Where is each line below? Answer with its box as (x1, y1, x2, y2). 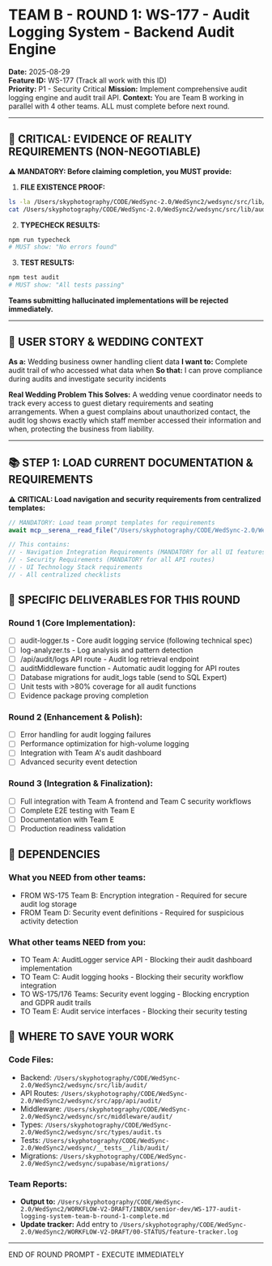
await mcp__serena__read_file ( (8, 526, 114, 534)
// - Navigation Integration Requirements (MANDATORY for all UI (8, 548, 233, 556)
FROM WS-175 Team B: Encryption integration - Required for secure (19, 890, 248, 900)
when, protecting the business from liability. (8, 423, 155, 434)
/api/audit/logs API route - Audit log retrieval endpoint (19, 654, 200, 664)
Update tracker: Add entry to (19, 1219, 118, 1229)
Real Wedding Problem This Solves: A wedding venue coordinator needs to (8, 389, 262, 399)
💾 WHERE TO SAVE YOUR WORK (8, 1030, 174, 1043)
